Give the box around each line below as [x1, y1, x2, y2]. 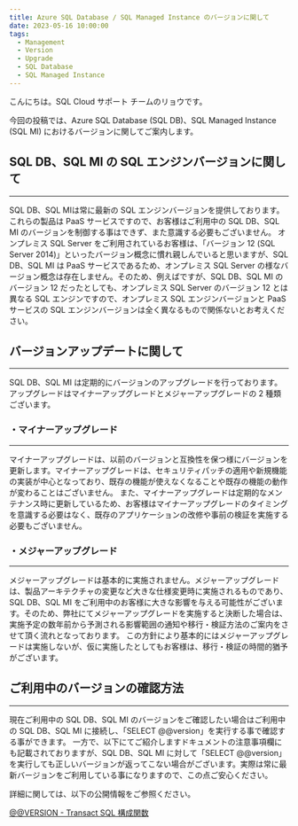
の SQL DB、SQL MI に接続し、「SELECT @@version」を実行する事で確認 [9, 725, 278, 736]
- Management [17, 37, 66, 47]
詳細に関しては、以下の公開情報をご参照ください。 [9, 788, 196, 799]
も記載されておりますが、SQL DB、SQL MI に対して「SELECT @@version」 [9, 747, 286, 758]
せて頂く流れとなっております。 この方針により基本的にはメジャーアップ [9, 630, 273, 641]
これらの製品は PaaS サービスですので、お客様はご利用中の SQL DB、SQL [9, 215, 280, 226]
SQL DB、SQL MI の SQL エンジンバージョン [9, 154, 251, 169]
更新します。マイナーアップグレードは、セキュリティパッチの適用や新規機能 [9, 464, 287, 475]
